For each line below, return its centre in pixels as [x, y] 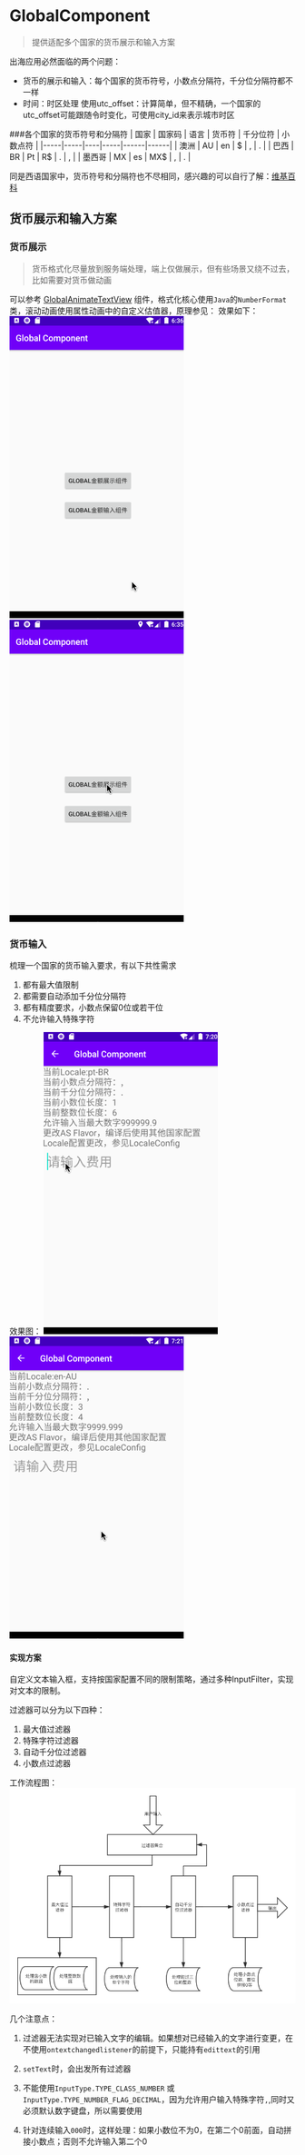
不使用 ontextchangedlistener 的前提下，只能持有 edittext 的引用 [141, 2049]
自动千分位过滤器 [54, 1752]
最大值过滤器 [46, 1729]
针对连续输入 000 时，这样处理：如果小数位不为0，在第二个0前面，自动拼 [157, 2130]
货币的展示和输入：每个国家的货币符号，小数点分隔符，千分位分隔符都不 [157, 80]
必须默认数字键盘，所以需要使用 [82, 2110]
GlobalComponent [80, 16]
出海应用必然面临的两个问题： [65, 61]
